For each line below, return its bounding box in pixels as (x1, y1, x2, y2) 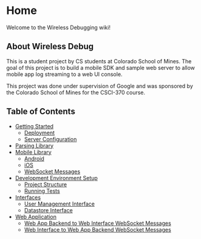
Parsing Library (15, 142, 53, 149)
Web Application (15, 213, 56, 220)
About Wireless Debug (6, 41, 94, 52)
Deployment (24, 129, 55, 136)
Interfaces (15, 193, 41, 201)
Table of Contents (6, 106, 76, 117)
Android (24, 154, 44, 162)
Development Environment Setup (15, 174, 98, 181)
